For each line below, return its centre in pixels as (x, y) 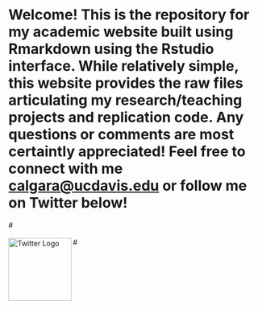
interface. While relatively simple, (124, 66)
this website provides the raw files (126, 83)
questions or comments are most (121, 135)
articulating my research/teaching (125, 100)
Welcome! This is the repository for (129, 15)
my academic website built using (121, 32)
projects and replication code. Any (126, 117)
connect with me (66, 169)
